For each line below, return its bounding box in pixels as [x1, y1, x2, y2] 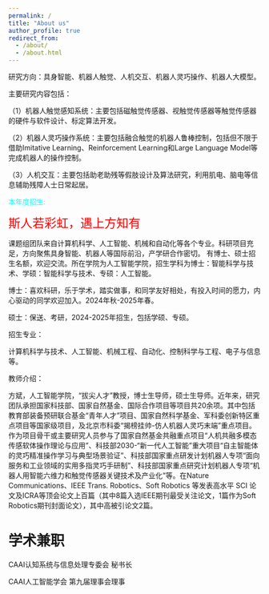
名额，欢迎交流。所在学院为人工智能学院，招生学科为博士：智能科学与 [14, 259, 247, 268]
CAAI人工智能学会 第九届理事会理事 [8, 576, 126, 586]
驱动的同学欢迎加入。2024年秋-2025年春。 [14, 295, 159, 305]
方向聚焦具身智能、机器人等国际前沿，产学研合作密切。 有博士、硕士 [22, 249, 249, 258]
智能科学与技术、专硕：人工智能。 [42, 269, 156, 278]
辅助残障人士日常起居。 [14, 180, 93, 189]
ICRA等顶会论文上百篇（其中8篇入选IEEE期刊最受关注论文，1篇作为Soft [22, 491, 256, 500]
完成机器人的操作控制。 [8, 153, 86, 163]
